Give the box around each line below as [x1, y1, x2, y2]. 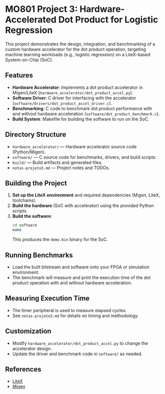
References [5, 365, 41, 373]
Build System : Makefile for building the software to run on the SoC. [12, 116, 150, 122]
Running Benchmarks [5, 251, 73, 259]
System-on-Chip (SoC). [5, 57, 53, 63]
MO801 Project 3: [5, 3, 78, 15]
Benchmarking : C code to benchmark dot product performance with [12, 105, 152, 111]
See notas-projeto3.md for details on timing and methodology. [12, 313, 139, 319]
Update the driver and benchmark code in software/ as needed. [12, 351, 143, 357]
